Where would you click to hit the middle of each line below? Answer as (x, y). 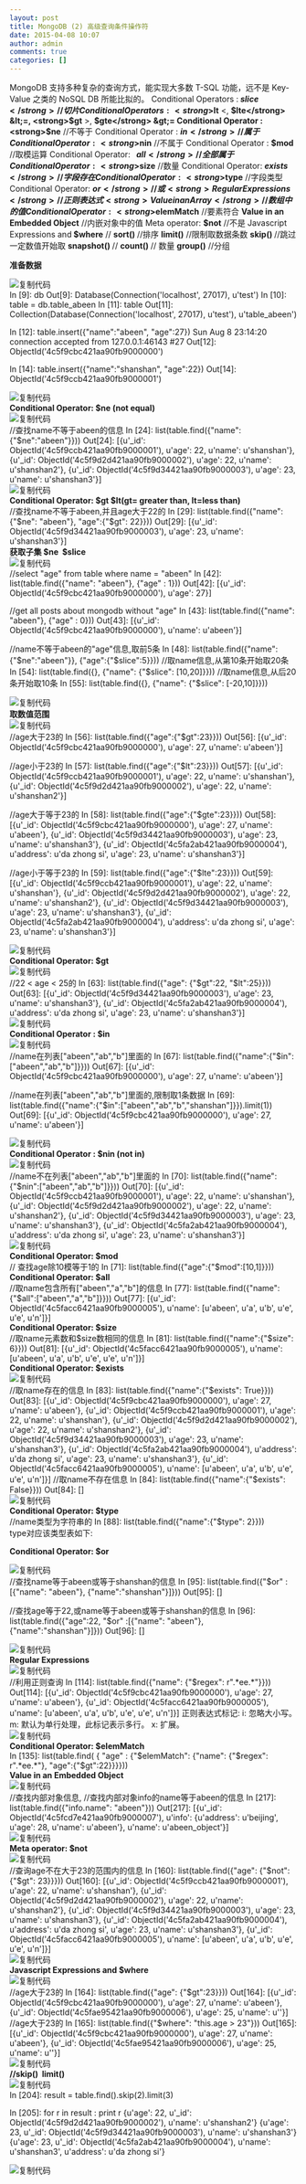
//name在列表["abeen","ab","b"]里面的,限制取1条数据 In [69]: (122, 1095)
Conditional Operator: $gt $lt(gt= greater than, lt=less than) (125, 500)
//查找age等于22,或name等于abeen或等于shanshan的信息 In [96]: (132, 1611)
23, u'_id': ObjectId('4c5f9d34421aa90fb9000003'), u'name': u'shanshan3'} (153, 2132)
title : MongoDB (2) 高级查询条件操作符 (79, 27)
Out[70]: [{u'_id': (153, 1186)
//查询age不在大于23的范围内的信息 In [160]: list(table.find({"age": (133, 1871)
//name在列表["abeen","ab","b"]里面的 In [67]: (95, 1056)
